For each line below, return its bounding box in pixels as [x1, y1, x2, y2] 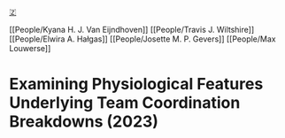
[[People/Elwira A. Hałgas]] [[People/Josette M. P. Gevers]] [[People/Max [9, 34, 276, 44]
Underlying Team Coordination [9, 93, 241, 113]
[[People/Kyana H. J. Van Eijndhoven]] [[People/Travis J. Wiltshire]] [9, 25, 255, 34]
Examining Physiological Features [9, 74, 264, 95]
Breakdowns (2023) [9, 111, 159, 132]
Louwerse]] [9, 43, 51, 53]
